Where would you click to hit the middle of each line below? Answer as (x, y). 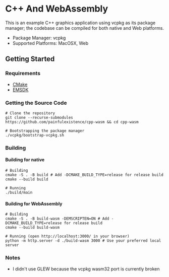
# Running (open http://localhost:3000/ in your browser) (67, 236)
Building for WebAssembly (34, 203)
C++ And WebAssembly (57, 9)
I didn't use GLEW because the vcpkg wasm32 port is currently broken (86, 269)
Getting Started (30, 59)
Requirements (23, 74)
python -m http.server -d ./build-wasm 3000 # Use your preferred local (83, 241)
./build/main (19, 193)
